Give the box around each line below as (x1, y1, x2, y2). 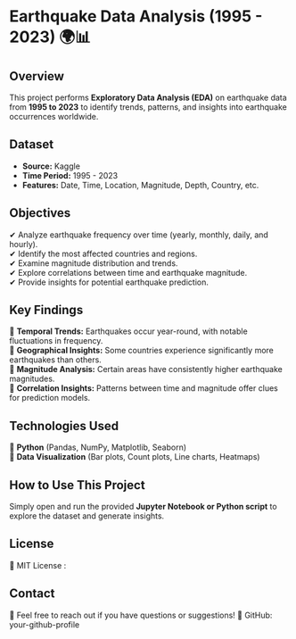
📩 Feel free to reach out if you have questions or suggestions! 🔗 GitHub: (9, 610, 273, 620)
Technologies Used (9, 418, 119, 434)
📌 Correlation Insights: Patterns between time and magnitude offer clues (9, 383, 278, 394)
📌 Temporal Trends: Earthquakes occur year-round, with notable (9, 326, 248, 336)
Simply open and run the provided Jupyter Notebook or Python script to (9, 502, 278, 512)
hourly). (9, 238, 38, 249)
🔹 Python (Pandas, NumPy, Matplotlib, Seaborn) (9, 442, 187, 452)
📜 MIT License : (9, 560, 67, 570)
